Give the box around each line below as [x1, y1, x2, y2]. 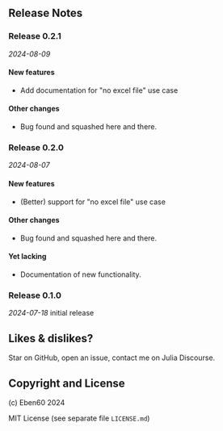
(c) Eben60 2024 [8, 397, 65, 407]
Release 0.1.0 [8, 290, 62, 301]
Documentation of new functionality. [19, 270, 141, 279]
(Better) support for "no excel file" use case [19, 197, 166, 207]
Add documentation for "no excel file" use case [19, 85, 179, 95]
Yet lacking [8, 252, 47, 262]
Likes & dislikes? [8, 331, 94, 345]
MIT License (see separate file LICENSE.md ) [8, 413, 150, 423]
